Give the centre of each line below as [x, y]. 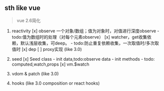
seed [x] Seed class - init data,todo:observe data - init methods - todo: [83, 59]
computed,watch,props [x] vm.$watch [50, 64]
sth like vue [23, 8]
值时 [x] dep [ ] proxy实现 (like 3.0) [47, 49]
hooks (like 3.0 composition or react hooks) [56, 83]
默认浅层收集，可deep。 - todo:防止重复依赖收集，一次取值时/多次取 [90, 43]
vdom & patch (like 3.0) [35, 73]
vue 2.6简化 [28, 20]
